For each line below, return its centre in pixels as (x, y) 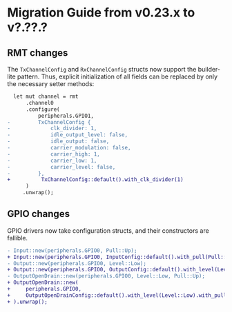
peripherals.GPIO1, (66, 116)
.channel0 (39, 103)
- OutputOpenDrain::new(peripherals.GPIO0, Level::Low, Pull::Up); (106, 276)
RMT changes (38, 53)
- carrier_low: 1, (52, 160)
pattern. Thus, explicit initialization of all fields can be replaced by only (117, 76)
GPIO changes (39, 214)
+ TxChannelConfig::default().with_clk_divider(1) (96, 180)
